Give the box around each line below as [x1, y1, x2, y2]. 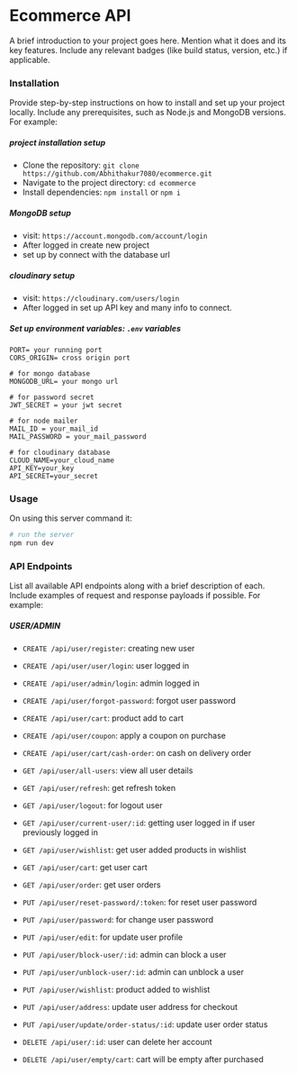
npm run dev [9, 539, 54, 548]
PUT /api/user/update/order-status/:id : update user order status [22, 1019, 268, 1030]
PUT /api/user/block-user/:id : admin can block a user [22, 950, 227, 960]
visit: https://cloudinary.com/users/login [22, 293, 180, 304]
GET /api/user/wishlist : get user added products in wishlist [22, 844, 247, 856]
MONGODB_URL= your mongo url [9, 377, 119, 386]
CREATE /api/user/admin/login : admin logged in [22, 677, 200, 689]
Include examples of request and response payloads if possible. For [9, 590, 261, 601]
